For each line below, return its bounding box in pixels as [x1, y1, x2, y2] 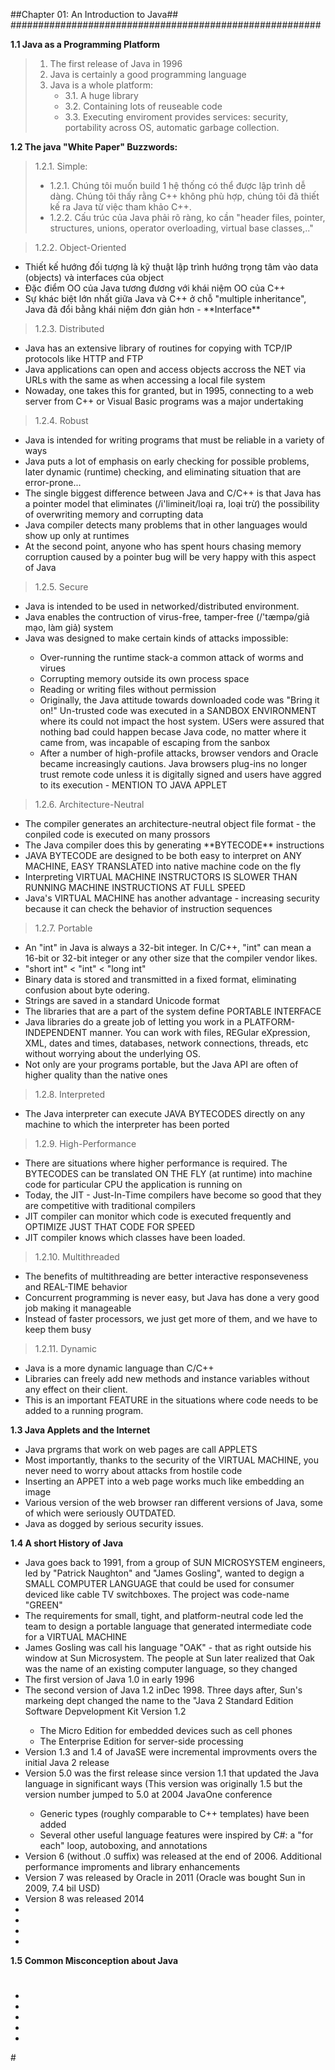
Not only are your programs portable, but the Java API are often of [24, 1059, 299, 1070]
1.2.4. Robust [34, 415, 89, 426]
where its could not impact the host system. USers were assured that [39, 715, 325, 727]
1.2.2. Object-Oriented [34, 242, 127, 253]
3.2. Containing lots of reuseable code [64, 100, 223, 112]
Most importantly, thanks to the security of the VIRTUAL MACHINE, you [24, 1454, 319, 1466]
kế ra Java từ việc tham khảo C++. [49, 201, 192, 213]
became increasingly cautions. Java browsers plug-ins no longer [39, 758, 308, 769]
